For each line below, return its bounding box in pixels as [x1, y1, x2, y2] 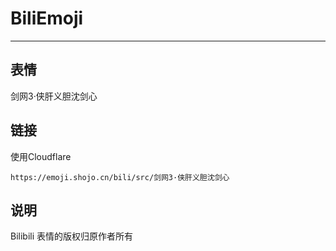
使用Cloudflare [10, 150, 72, 162]
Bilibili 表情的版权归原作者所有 [10, 230, 134, 242]
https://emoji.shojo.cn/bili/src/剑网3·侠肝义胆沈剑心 [10, 172, 230, 182]
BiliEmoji [10, 7, 84, 30]
